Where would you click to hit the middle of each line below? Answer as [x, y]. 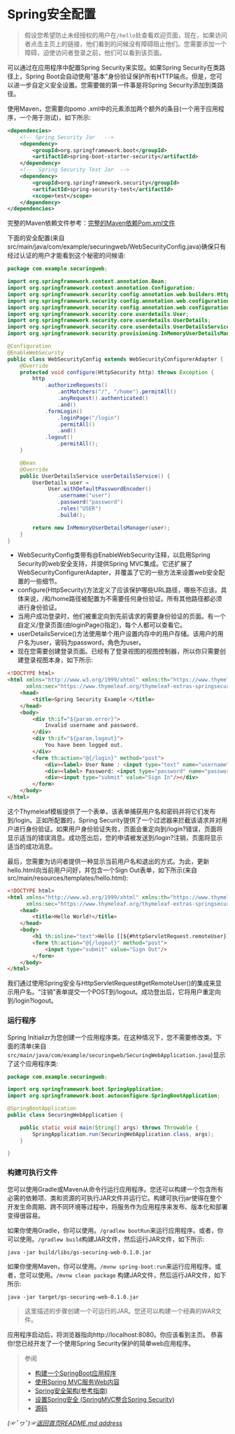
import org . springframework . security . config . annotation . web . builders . [112, 294]
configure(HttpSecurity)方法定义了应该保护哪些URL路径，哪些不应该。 [119, 590]
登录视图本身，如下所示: [58, 660]
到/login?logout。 [32, 1001]
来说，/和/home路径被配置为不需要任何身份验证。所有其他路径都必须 [123, 599]
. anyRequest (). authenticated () [103, 399]
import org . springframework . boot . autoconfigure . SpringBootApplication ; [114, 1096]
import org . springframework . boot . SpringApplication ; [86, 1089]
